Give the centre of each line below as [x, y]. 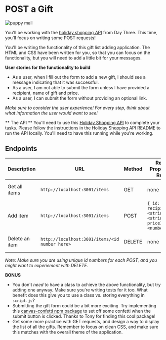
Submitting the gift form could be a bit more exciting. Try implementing [84, 305]
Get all [15, 186]
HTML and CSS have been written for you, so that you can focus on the [78, 53]
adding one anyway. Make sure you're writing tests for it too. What [80, 290]
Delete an [19, 238]
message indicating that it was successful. [56, 82]
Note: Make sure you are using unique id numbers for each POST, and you [81, 260]
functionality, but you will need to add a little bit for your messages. [73, 57]
